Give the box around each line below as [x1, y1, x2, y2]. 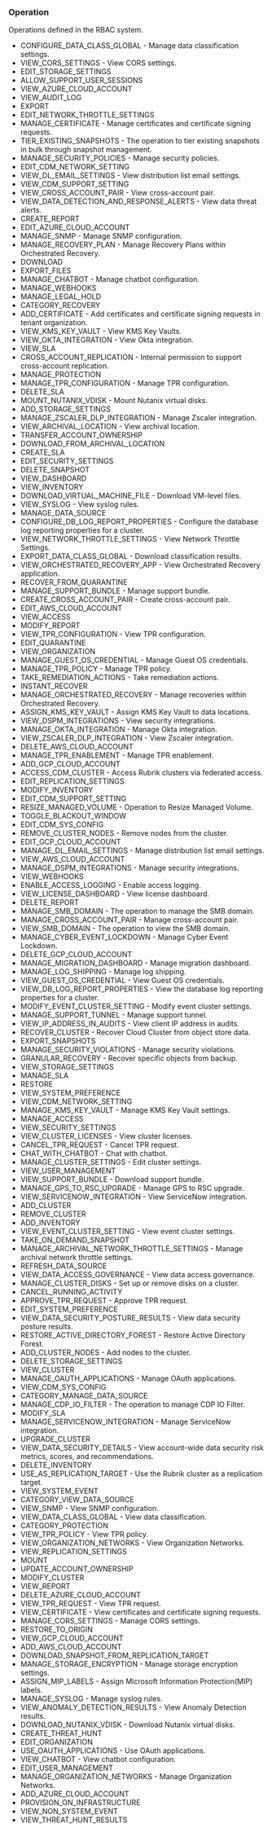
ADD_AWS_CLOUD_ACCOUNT [20, 1642, 122, 1652]
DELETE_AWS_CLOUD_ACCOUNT [20, 742, 134, 752]
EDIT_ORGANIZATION [20, 1738, 94, 1747]
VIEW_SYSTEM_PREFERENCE [20, 1088, 121, 1098]
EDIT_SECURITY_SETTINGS [20, 456, 114, 466]
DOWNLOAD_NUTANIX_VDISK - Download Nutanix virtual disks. [20, 1720, 235, 1729]
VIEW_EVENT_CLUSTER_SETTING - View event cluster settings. [20, 1227, 235, 1237]
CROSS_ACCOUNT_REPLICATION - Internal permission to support [20, 353, 242, 362]
